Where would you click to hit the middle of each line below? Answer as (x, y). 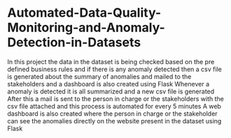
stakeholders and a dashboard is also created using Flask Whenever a (108, 84)
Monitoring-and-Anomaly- (86, 28)
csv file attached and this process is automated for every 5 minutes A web (114, 106)
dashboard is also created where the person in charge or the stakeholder (113, 114)
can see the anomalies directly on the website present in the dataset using (114, 121)
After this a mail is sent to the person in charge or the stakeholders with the (115, 98)
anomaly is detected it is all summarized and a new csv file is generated (111, 91)
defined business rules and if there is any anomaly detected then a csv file (114, 69)
